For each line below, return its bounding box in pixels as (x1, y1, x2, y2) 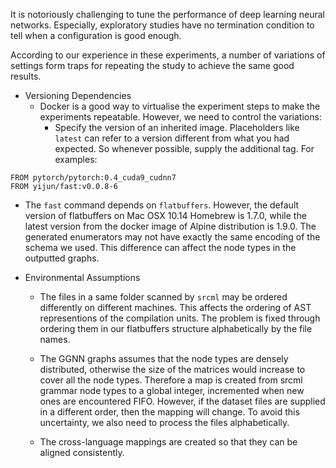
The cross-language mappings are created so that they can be (39, 436, 298, 448)
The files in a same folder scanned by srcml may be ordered (39, 291, 288, 303)
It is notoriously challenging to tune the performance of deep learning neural (10, 9, 325, 20)
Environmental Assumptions (24, 272, 141, 283)
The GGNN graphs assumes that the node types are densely (39, 353, 289, 364)
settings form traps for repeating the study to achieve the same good (10, 60, 295, 71)
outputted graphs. (24, 252, 100, 264)
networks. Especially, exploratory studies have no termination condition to (10, 19, 315, 31)
